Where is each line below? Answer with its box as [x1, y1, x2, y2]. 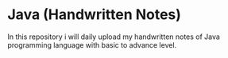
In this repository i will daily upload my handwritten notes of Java [7, 32, 220, 41]
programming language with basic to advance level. [7, 40, 177, 49]
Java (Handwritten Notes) [7, 6, 182, 24]
